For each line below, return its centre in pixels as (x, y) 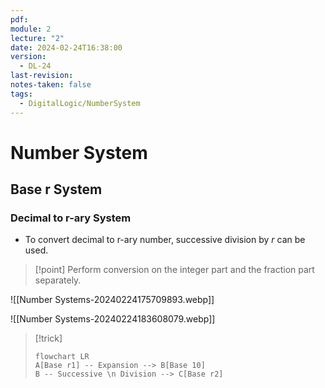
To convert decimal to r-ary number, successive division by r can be (165, 240)
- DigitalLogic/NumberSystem (80, 103)
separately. (58, 280)
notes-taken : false (51, 85)
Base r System (56, 189)
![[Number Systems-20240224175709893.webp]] (112, 300)
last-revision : (42, 76)
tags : (21, 94)
